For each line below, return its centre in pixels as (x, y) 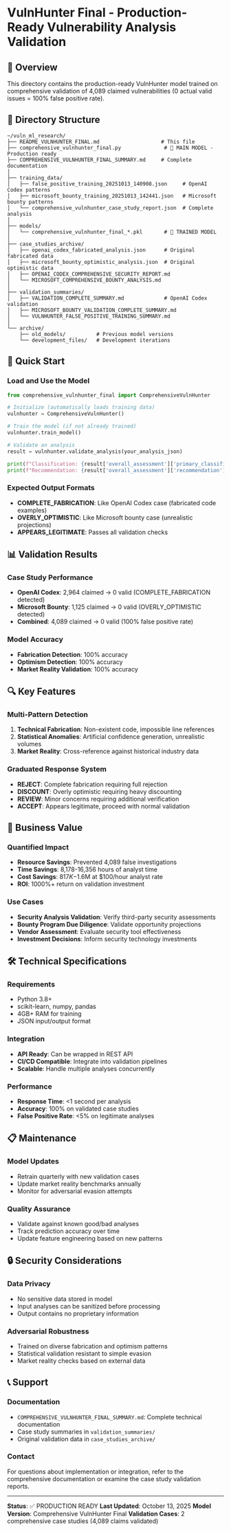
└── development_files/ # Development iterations (95, 340)
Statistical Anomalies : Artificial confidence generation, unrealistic (111, 737)
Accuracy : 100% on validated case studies (78, 1109)
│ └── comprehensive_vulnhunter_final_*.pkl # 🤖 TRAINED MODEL (112, 232)
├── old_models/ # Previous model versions (97, 334)
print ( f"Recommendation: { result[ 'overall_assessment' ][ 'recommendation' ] (117, 470)
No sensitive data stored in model (65, 1299)
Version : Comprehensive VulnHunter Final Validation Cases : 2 (96, 1513)
